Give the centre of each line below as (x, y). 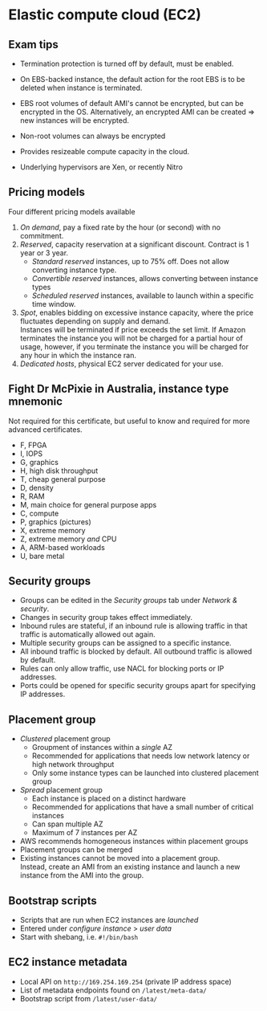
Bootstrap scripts (53, 901)
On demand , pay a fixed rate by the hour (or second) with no (120, 227)
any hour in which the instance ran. (78, 355)
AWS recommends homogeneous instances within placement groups (134, 842)
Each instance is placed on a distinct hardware (109, 799)
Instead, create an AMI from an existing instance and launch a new (130, 867)
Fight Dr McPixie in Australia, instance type (119, 389)
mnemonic (35, 402)
